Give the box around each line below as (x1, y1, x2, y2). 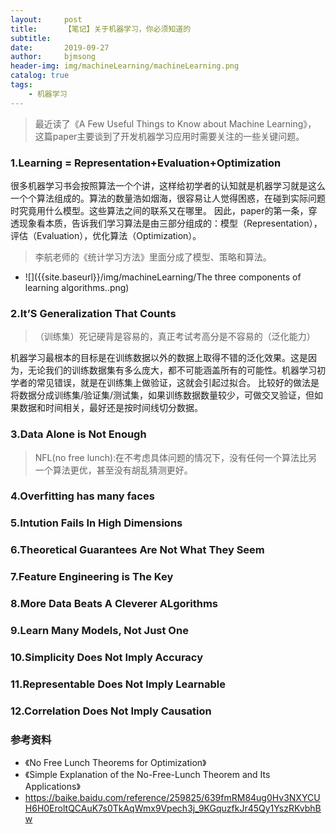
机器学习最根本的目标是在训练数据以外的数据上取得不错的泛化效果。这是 (10, 352, 308, 364)
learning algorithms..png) (24, 281, 130, 293)
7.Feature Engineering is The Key (10, 570, 174, 584)
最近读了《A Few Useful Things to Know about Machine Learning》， (34, 117, 317, 130)
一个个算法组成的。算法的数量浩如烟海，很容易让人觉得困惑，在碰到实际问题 (10, 192, 326, 204)
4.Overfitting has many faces (10, 489, 155, 503)
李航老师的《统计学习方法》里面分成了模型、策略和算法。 (34, 251, 272, 263)
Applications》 (24, 781, 81, 793)
